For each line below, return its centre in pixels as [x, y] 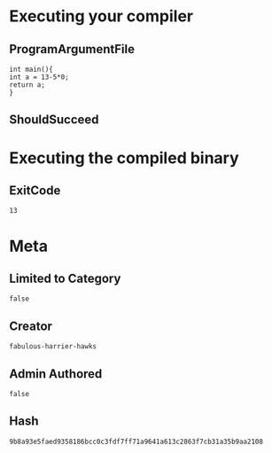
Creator [31, 326]
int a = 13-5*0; [39, 77]
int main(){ [31, 69]
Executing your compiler [101, 16]
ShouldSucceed [54, 120]
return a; [27, 85]
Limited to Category [65, 278]
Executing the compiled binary [124, 158]
